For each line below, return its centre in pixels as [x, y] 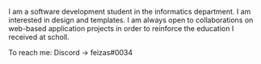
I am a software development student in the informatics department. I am [130, 12]
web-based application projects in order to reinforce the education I [121, 28]
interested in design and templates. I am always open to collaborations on [131, 20]
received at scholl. [39, 37]
